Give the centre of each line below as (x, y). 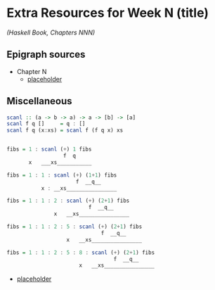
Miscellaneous (39, 101)
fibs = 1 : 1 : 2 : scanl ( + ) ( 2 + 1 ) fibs (68, 201)
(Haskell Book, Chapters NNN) (51, 32)
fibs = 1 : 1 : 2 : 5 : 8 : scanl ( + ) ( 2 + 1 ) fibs (81, 252)
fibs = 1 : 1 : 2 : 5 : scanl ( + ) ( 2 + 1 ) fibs (74, 227)
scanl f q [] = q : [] (46, 124)
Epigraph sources (46, 55)
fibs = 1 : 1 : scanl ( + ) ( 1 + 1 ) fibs (62, 175)
